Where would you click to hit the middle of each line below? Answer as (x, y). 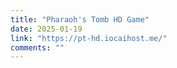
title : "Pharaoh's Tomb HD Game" (80, 19)
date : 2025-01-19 (46, 29)
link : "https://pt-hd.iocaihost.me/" (89, 38)
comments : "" (37, 47)
